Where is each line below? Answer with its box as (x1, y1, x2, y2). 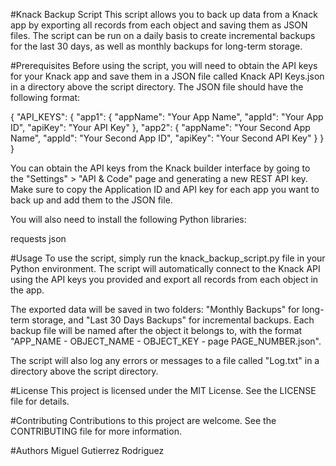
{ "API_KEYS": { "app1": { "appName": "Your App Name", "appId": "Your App (10, 111, 324, 123)
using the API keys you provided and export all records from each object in (10, 274, 319, 285)
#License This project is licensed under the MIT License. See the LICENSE (10, 385, 317, 396)
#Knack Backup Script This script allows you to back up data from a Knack (10, 9, 318, 20)
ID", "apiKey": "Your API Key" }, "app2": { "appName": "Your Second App (10, 122, 311, 133)
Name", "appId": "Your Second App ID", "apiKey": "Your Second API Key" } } (10, 132, 325, 144)
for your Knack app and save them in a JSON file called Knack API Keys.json (10, 70, 325, 82)
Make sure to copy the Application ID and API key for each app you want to (10, 184, 320, 195)
